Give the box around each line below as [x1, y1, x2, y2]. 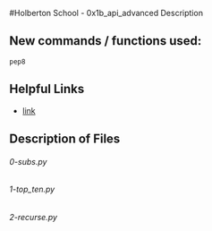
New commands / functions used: [9, 33, 202, 48]
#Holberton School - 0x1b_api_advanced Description [9, 8, 204, 18]
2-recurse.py [9, 211, 58, 222]
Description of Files [9, 132, 121, 147]
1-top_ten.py [9, 184, 55, 195]
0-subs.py [9, 156, 47, 167]
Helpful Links [9, 81, 85, 97]
